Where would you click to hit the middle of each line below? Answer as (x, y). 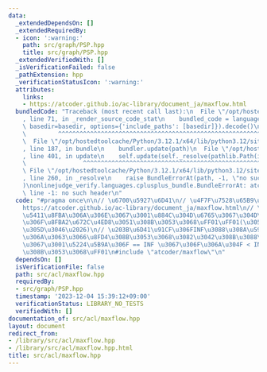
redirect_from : (33, 333)
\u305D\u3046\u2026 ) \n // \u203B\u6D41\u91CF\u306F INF (113, 230)
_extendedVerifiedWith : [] (60, 60)
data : (17, 15)
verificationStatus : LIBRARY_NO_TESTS (80, 304)
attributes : (35, 89)
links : (33, 97)
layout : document (37, 326)
